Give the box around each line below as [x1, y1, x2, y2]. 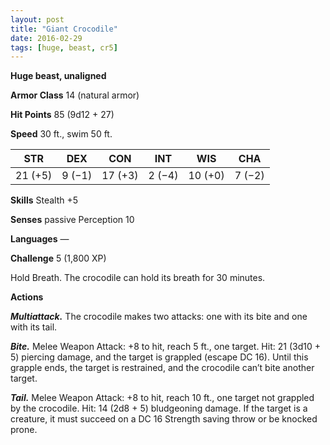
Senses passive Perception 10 [10, 214, 135, 226]
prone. [10, 424, 38, 436]
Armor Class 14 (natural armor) [10, 89, 140, 101]
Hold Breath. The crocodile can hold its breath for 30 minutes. [10, 272, 266, 284]
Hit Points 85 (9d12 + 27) [10, 109, 115, 121]
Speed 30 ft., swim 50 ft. [10, 128, 113, 140]
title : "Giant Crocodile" [10, 24, 118, 34]
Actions [10, 291, 44, 303]
